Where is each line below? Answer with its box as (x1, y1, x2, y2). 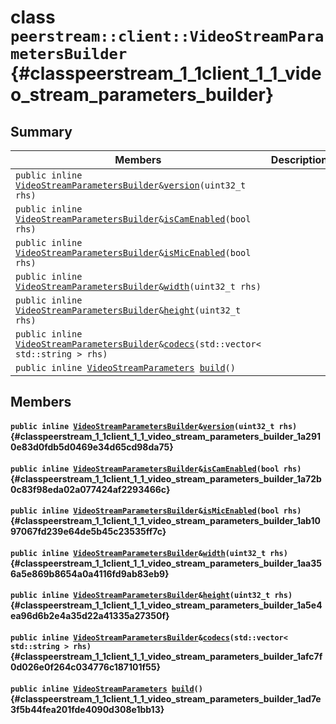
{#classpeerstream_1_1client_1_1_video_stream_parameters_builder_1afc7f (10, 650, 323, 662)
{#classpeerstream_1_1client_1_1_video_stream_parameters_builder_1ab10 (10, 515, 321, 527)
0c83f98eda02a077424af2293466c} (10, 483, 171, 495)
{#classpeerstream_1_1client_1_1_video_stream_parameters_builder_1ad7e (10, 692, 322, 705)
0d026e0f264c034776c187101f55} (10, 661, 162, 673)
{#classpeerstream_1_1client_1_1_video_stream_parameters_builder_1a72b (10, 472, 322, 485)
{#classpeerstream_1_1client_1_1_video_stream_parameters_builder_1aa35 (10, 557, 322, 569)
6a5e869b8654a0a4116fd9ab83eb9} (10, 567, 170, 580)
